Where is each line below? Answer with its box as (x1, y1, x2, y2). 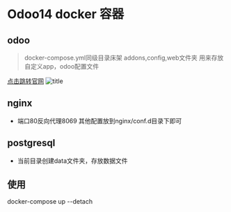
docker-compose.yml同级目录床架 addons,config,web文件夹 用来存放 (24, 53, 224, 62)
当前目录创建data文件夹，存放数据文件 (17, 157, 128, 165)
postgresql (7, 137, 56, 149)
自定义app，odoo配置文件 (24, 62, 99, 70)
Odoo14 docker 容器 (7, 6, 124, 22)
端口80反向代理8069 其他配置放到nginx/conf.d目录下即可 (17, 116, 182, 125)
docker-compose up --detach (7, 197, 93, 206)
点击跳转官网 (7, 77, 44, 85)
